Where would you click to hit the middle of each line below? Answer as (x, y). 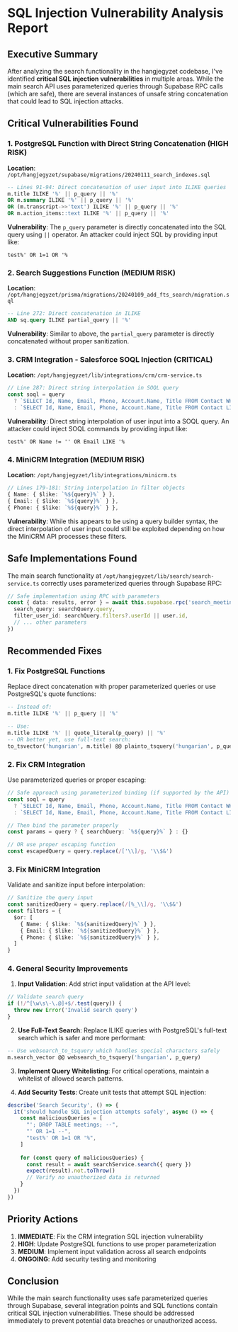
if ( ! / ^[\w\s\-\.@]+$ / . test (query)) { (64, 1003)
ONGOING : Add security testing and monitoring (87, 1259)
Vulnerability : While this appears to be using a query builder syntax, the (113, 521)
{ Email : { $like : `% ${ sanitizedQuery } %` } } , (90, 930)
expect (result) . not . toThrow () (70, 1171)
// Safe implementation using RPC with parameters (84, 596)
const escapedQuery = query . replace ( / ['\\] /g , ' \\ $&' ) (90, 851)
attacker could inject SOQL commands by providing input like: (97, 428)
